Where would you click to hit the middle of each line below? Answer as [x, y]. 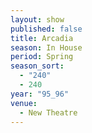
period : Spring [42, 57]
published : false [46, 29]
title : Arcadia [42, 38]
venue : [24, 103]
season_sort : [37, 66]
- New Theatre [48, 112]
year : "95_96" [40, 94]
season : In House [46, 47]
